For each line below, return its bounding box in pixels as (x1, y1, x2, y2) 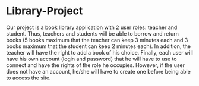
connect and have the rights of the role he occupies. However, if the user (6, 61, 185, 69)
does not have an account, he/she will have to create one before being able (6, 68, 191, 75)
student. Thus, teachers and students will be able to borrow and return (6, 30, 179, 37)
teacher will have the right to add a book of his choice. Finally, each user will (6, 49, 193, 56)
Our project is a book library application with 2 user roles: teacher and (6, 24, 178, 31)
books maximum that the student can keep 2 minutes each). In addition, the (6, 43, 191, 50)
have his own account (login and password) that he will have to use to (6, 55, 177, 62)
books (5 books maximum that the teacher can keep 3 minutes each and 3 (6, 36, 188, 43)
